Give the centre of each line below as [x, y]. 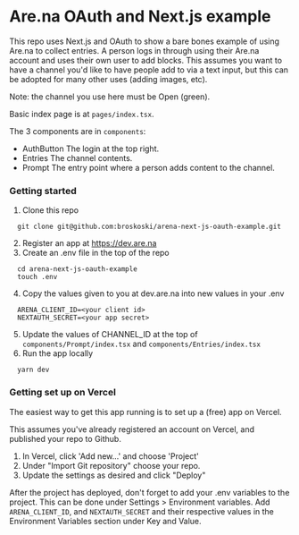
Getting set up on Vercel [62, 393]
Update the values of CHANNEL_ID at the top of [110, 335]
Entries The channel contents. [77, 157]
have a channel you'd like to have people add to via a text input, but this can [149, 70]
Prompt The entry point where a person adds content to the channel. [148, 167]
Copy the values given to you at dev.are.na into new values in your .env [153, 293]
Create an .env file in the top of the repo [96, 253]
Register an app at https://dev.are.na [89, 243]
